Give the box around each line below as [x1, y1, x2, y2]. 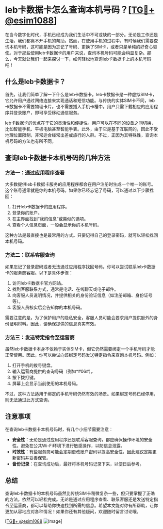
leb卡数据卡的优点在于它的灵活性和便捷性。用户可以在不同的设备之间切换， [5, 120, 156, 126]
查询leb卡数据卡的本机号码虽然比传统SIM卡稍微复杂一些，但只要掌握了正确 [5, 490, 155, 496]
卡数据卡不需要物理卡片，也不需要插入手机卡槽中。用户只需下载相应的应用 [5, 103, 154, 109]
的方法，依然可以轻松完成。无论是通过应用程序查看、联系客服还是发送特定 [5, 496, 154, 502]
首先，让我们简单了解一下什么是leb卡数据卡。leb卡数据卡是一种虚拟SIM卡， [5, 91, 157, 97]
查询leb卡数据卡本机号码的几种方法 [5, 154, 111, 162]
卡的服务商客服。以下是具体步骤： [5, 270, 73, 276]
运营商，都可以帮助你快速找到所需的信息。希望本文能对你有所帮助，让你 [13, 502, 158, 508]
